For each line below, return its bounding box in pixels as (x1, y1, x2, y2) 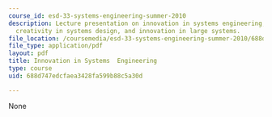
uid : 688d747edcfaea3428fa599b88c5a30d (8, 72, 143, 80)
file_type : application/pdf (8, 42, 104, 50)
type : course (8, 65, 53, 73)
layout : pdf (8, 49, 49, 57)
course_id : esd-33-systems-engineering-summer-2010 (8, 11, 186, 20)
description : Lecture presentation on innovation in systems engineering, (8, 19, 266, 27)
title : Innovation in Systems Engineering (8, 57, 158, 65)
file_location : (8, 34, 60, 43)
